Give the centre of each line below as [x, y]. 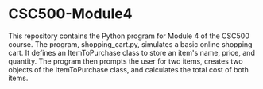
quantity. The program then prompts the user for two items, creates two [126, 61]
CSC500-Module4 [70, 14]
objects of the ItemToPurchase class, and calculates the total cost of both [128, 69]
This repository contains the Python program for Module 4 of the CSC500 [129, 36]
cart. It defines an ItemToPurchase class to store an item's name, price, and [132, 52]
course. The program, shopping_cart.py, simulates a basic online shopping [130, 44]
